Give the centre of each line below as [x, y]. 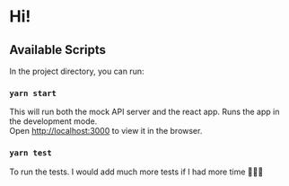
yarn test [31, 153]
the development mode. [53, 121]
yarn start [33, 93]
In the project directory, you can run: [77, 71]
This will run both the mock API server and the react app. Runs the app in [144, 112]
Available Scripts [57, 50]
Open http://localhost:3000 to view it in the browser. [106, 131]
